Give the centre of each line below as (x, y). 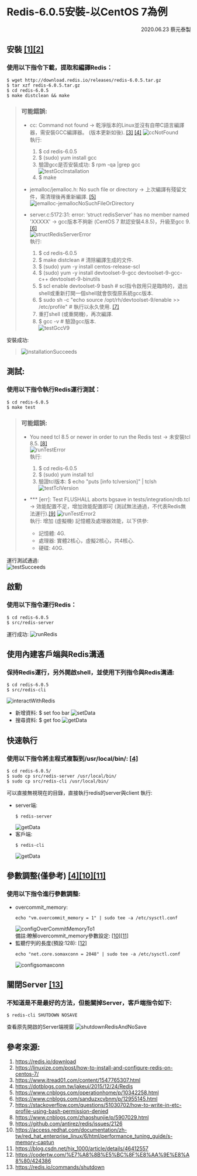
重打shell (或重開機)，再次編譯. (76, 314)
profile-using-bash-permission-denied (62, 1111)
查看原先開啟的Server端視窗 (40, 1027)
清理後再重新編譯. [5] (71, 196)
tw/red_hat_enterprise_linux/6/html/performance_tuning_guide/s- (94, 1136)
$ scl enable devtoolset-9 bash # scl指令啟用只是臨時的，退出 (113, 286)
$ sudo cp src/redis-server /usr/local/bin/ (62, 776)
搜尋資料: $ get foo (38, 720)
